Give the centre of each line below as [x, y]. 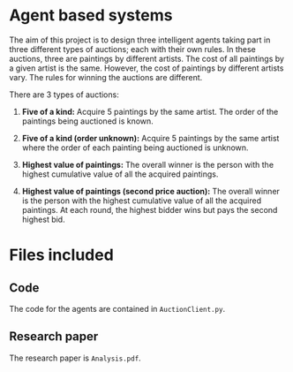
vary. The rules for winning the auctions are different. [106, 77]
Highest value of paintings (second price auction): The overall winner [151, 191]
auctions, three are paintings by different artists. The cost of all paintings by [147, 58]
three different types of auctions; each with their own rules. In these [132, 49]
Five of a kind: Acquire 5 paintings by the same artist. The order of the [150, 111]
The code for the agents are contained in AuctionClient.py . [117, 308]
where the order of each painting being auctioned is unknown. [135, 148]
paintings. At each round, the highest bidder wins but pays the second [150, 209]
